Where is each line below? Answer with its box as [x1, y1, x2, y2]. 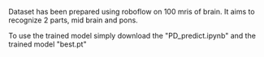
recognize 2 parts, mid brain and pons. [8, 15, 138, 25]
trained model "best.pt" [8, 39, 87, 49]
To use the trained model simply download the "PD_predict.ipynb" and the [8, 31, 256, 40]
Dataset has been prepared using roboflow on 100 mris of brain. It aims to [8, 7, 255, 16]
